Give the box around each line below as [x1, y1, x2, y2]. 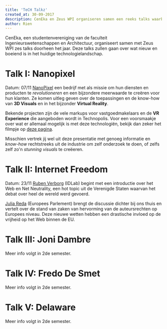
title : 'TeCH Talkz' [5, 7, 48, 12]
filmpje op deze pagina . [5, 126, 54, 132]
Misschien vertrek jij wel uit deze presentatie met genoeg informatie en [5, 136, 151, 142]
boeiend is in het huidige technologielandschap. [5, 51, 103, 57]
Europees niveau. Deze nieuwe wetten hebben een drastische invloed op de [5, 211, 161, 217]
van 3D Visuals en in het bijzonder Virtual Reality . [5, 101, 108, 107]
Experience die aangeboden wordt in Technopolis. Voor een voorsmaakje [5, 116, 157, 122]
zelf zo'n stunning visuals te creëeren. [5, 147, 83, 153]
